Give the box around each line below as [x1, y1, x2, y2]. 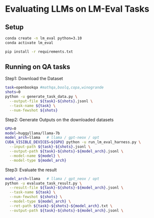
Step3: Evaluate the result [5, 167, 57, 173]
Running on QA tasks [5, 63, 70, 71]
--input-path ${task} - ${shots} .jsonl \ [9, 144, 91, 150]
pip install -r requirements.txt [5, 49, 73, 54]
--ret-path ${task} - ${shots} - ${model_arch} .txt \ [9, 203, 112, 208]
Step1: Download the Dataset [5, 76, 64, 82]
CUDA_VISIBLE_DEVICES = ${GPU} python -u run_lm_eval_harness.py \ [5, 140, 141, 145]
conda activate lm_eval [5, 40, 54, 45]
